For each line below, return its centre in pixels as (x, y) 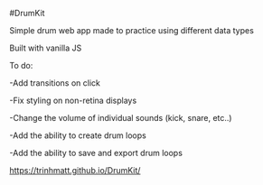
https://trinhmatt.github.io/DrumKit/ (75, 170)
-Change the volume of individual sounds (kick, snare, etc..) (121, 118)
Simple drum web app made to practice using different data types (132, 30)
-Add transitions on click (55, 83)
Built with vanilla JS (46, 48)
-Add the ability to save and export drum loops (96, 153)
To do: (21, 65)
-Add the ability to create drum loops (78, 135)
